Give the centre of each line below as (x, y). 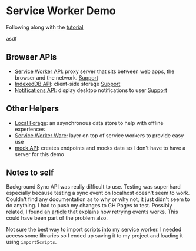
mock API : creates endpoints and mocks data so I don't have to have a (100, 148)
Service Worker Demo (61, 11)
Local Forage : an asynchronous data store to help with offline (89, 123)
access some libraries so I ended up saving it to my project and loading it (95, 236)
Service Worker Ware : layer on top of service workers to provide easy (99, 135)
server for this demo (39, 154)
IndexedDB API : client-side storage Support (67, 84)
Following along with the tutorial (45, 27)
